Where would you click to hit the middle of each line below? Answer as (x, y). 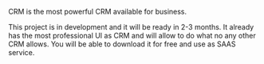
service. (22, 52)
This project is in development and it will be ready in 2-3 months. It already (131, 27)
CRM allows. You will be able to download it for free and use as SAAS (122, 44)
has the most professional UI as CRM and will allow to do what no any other (132, 36)
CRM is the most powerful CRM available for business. (98, 12)
